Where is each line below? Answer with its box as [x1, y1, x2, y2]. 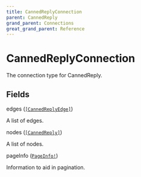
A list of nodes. [6, 140, 44, 147]
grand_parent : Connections [6, 20, 74, 26]
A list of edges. [6, 117, 44, 124]
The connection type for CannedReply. [6, 72, 102, 79]
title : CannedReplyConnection [6, 8, 83, 15]
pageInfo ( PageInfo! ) [6, 152, 58, 159]
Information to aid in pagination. [6, 164, 86, 171]
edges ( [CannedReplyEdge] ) [6, 105, 74, 112]
